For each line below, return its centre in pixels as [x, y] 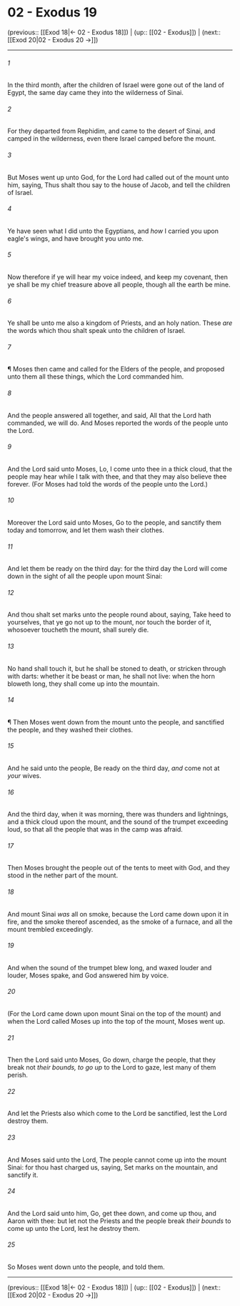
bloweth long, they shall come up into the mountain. [84, 684]
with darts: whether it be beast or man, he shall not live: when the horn [111, 676]
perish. [18, 1075]
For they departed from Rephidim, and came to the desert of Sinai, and [111, 131]
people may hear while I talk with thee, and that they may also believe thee [117, 477]
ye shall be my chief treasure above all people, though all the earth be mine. [119, 284]
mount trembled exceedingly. [50, 929]
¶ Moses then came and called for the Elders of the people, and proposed [116, 369]
